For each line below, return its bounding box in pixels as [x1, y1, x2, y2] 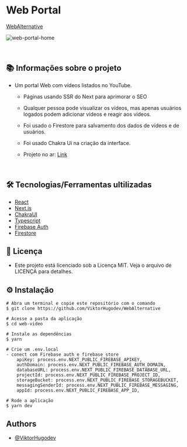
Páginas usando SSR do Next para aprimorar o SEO [23, 93, 147, 100]
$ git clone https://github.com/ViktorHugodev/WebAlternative [6, 305, 161, 312]
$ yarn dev [6, 403, 33, 409]
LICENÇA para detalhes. [14, 268, 73, 275]
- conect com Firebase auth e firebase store [6, 352, 119, 357]
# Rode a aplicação [6, 398, 54, 404]
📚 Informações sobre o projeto [6, 63, 122, 73]
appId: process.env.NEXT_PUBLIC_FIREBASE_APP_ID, [16, 387, 140, 394]
